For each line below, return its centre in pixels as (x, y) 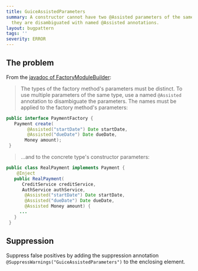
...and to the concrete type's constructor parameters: (85, 157)
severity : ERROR (26, 39)
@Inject (26, 173)
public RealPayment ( (39, 179)
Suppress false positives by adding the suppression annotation (82, 255)
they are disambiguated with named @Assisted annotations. (85, 22)
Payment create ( (34, 124)
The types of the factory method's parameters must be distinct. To (101, 89)
